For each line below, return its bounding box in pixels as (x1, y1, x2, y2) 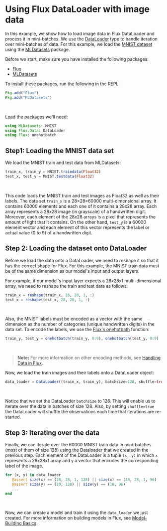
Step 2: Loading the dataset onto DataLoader (5, 244, 147, 253)
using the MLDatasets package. (5, 46, 71, 52)
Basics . (22, 520, 38, 527)
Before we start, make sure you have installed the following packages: (5, 56, 149, 62)
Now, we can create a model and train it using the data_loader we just (5, 510, 148, 516)
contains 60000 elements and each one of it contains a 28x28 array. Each (5, 203, 157, 209)
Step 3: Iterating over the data (5, 428, 100, 437)
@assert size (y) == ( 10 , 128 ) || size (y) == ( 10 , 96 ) (11, 482, 126, 487)
